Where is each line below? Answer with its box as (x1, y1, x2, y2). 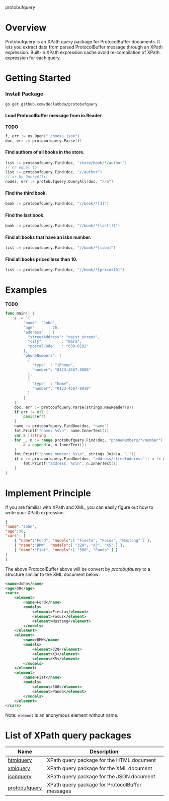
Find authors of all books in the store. (5, 149, 84, 155)
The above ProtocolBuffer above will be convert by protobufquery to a (5, 566, 151, 572)
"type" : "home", (32, 381, 71, 387)
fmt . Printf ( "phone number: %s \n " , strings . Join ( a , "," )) (14, 452, 136, 457)
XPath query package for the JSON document (47, 773, 155, 780)
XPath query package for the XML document (47, 765, 152, 772)
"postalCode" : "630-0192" (27, 344, 89, 349)
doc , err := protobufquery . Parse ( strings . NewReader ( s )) (14, 405, 134, 410)
